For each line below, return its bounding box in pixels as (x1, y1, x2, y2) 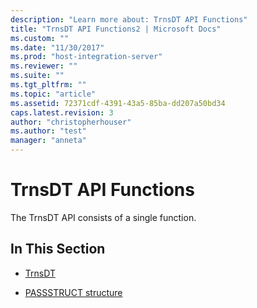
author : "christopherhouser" (10, 117, 132, 127)
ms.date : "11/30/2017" (10, 42, 105, 53)
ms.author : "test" (10, 126, 87, 136)
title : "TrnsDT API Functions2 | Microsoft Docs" (10, 24, 222, 34)
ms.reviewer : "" (10, 61, 78, 71)
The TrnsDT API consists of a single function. (10, 211, 197, 223)
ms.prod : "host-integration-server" (10, 52, 163, 62)
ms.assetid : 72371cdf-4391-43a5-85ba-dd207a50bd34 (10, 98, 226, 108)
